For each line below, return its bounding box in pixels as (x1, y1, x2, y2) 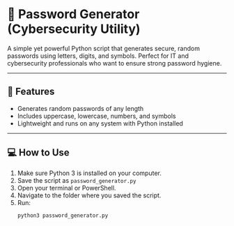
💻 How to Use (7, 146, 70, 159)
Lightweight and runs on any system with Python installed (17, 119, 183, 128)
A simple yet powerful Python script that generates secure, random (7, 44, 201, 52)
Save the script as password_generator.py (17, 176, 136, 184)
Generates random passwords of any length (17, 104, 144, 112)
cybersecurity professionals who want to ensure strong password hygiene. (7, 59, 222, 67)
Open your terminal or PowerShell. (17, 183, 116, 192)
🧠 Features (7, 86, 55, 98)
